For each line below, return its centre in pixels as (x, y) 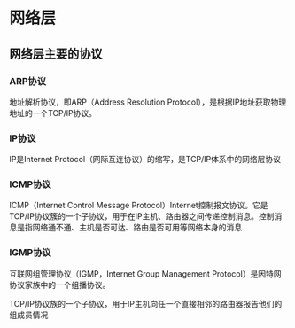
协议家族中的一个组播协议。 (60, 285)
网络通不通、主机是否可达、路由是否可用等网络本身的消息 (137, 228)
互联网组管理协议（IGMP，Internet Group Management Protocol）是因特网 (145, 273)
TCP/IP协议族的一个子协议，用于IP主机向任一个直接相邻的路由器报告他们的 (146, 303)
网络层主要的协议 (56, 54)
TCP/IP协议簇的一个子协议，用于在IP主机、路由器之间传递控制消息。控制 (142, 216)
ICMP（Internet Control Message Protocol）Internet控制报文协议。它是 (139, 206)
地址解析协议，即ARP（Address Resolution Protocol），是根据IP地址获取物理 (148, 102)
